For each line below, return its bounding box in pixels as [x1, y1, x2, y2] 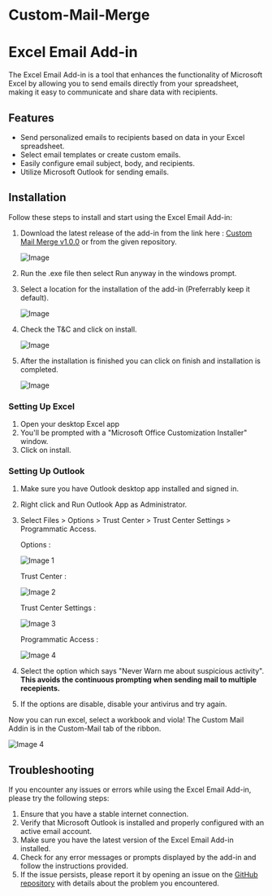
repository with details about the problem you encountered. [19, 878, 219, 889]
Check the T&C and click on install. [19, 324, 137, 334]
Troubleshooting [8, 763, 95, 777]
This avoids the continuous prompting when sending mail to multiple [19, 674, 257, 685]
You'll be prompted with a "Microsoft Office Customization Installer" [19, 428, 248, 437]
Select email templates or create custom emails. [19, 149, 181, 160]
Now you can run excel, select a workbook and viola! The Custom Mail [8, 715, 244, 725]
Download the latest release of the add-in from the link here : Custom [19, 228, 253, 238]
